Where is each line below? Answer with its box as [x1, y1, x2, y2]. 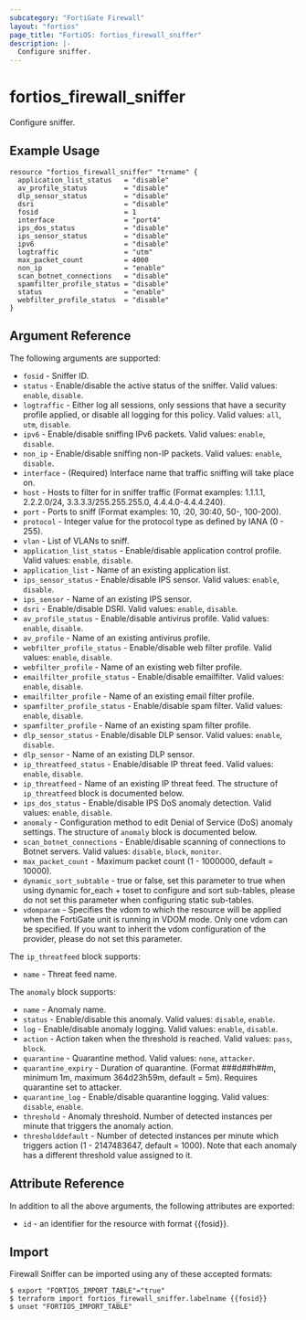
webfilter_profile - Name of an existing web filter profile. [22, 661, 243, 672]
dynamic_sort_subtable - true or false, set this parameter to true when [22, 874, 286, 886]
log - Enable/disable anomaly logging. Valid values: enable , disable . [22, 1023, 279, 1034]
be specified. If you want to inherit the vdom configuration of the [22, 924, 267, 935]
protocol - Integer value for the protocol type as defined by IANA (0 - [22, 515, 285, 526]
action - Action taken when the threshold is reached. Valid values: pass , [22, 1033, 293, 1044]
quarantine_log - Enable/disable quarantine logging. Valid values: [22, 1091, 269, 1102]
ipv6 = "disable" [17, 239, 170, 248]
